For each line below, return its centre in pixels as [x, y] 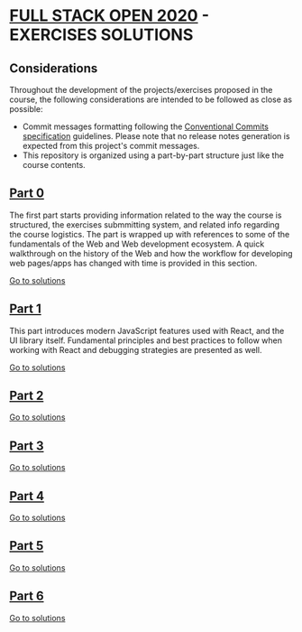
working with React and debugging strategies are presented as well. [136, 349]
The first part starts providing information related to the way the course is [146, 215]
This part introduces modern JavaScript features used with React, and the [147, 330]
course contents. [54, 165]
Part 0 [27, 194]
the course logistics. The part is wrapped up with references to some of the [150, 234]
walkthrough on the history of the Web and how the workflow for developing [151, 253]
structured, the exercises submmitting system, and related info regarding [145, 224]
